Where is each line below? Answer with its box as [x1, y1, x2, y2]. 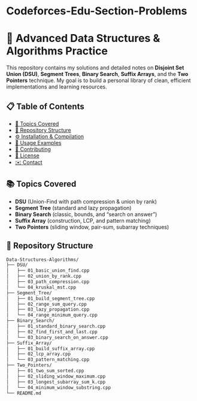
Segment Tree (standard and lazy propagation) [14, 204, 132, 211]
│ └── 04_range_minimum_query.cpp [6, 312, 98, 318]
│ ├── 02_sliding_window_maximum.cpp [6, 373, 106, 379]
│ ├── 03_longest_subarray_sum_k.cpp [6, 379, 106, 385]
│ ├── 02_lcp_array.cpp [6, 351, 71, 357]
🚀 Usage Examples [14, 139, 62, 146]
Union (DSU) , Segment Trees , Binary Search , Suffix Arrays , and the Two [6, 71, 189, 78]
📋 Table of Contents [6, 101, 85, 111]
